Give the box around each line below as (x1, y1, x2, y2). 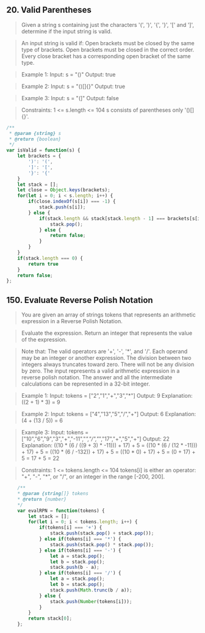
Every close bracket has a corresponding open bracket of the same (21, 52, 191, 60)
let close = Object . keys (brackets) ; (17, 187, 111, 193)
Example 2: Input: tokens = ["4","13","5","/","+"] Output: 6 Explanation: (21, 411, 196, 418)
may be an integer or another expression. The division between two (21, 354, 192, 362)
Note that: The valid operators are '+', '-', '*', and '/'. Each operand (21, 348, 188, 355)
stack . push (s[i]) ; (38, 204, 86, 210)
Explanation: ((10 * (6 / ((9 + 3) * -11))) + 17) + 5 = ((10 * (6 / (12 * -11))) (21, 442, 198, 449)
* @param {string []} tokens (17, 491, 88, 497)
